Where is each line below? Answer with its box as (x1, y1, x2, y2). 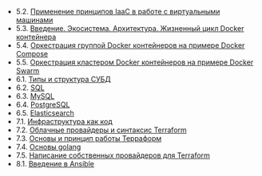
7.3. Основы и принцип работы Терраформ (15, 134, 162, 143)
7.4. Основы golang (15, 143, 81, 151)
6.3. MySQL (15, 92, 55, 100)
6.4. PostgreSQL (15, 100, 70, 109)
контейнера (15, 32, 57, 41)
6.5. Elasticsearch (15, 108, 74, 118)
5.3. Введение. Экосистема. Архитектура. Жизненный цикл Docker (15, 24, 244, 33)
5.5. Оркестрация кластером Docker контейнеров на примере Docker (15, 57, 254, 67)
